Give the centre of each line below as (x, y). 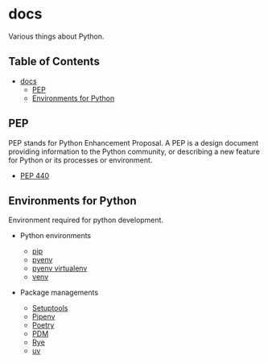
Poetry (43, 325)
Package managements (59, 293)
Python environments (55, 236)
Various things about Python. (56, 36)
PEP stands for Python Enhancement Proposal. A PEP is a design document (134, 142)
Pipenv (43, 317)
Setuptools (50, 308)
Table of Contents (54, 62)
